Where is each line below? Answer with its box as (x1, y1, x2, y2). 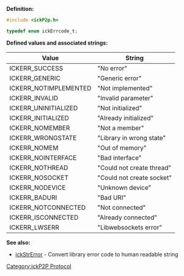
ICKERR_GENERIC (9, 73, 61, 82)
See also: (6, 239, 31, 246)
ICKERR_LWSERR (9, 223, 60, 231)
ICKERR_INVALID (9, 94, 59, 102)
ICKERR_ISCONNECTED (9, 213, 79, 222)
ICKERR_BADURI (9, 193, 57, 201)
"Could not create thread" (97, 163, 172, 172)
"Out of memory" (97, 143, 147, 152)
